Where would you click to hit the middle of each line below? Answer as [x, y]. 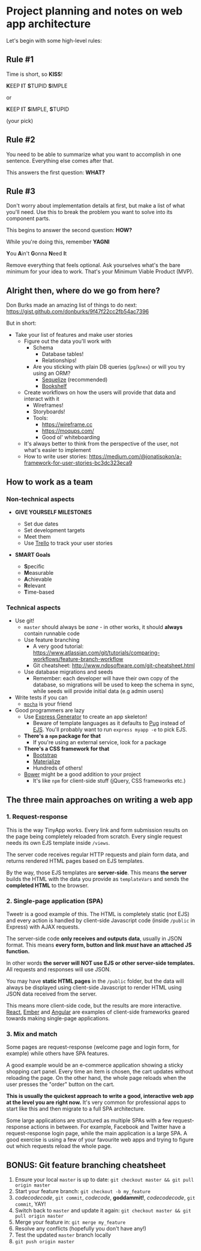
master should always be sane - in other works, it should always [103, 627]
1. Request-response [37, 817]
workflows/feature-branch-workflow [78, 659]
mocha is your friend [48, 704]
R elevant [35, 585]
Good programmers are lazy [50, 710]
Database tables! [63, 354]
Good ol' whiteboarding [71, 437]
